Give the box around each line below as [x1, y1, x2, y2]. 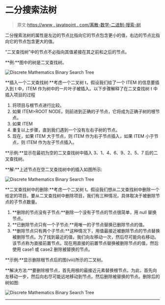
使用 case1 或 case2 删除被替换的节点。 [12, 246, 93, 252]
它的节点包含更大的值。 [9, 38, 57, 44]
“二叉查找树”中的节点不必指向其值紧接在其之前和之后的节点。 [5, 49, 130, 55]
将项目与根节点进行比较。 [12, 102, 64, 108]
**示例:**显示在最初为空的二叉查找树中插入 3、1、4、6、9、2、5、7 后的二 [5, 150, 158, 155]
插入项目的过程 [5, 92, 35, 98]
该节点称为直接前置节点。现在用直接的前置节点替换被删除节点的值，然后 [12, 240, 159, 246]
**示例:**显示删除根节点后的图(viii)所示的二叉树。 [5, 257, 106, 263]
